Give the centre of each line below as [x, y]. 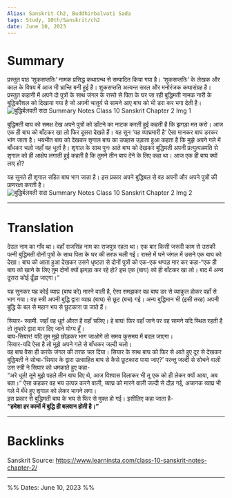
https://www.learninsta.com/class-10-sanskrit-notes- [131, 461]
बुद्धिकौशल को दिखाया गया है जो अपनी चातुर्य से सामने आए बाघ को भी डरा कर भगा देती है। [105, 103]
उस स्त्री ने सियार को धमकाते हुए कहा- [49, 367]
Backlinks [36, 441]
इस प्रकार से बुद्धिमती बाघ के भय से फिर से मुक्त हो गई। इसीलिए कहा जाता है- [90, 399]
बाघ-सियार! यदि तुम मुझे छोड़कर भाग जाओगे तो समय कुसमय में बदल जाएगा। [90, 336]
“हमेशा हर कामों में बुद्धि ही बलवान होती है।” [53, 406]
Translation [40, 228]
